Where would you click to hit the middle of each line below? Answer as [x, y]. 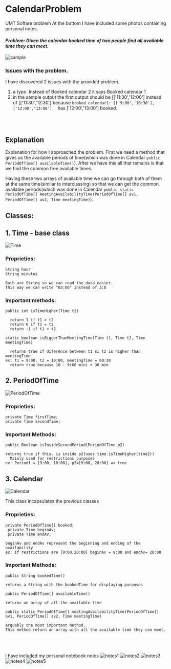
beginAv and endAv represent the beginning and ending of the [73, 543]
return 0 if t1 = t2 [32, 324]
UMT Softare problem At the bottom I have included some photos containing [86, 23]
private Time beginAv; [32, 530]
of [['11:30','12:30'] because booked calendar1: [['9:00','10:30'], [83, 103]
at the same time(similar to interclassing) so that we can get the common [82, 184]
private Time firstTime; [32, 417]
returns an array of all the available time [54, 603]
